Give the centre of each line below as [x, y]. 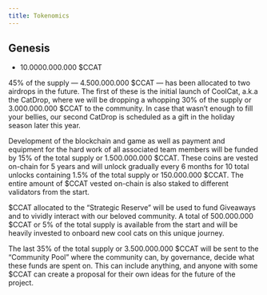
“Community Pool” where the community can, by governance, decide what [132, 257]
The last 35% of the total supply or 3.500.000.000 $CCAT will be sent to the [133, 249]
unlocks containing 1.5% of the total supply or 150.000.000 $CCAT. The [126, 175]
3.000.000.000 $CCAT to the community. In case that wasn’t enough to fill [131, 108]
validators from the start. [49, 192]
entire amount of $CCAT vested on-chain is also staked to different [119, 184]
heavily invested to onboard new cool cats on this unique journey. [116, 233]
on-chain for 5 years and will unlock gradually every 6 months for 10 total [129, 167]
